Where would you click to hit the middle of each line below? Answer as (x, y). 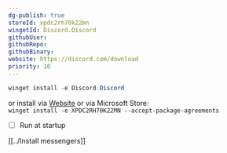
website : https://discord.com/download (73, 60)
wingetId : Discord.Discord (52, 30)
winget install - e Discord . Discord (66, 88)
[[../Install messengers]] (47, 140)
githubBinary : (31, 52)
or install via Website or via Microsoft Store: (79, 103)
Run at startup (42, 125)
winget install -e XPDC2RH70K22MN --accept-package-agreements (114, 111)
